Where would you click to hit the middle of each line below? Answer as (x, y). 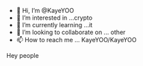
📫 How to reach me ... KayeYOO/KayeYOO (76, 40)
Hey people (23, 55)
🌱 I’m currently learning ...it (54, 25)
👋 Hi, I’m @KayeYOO (45, 11)
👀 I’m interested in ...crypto (54, 18)
